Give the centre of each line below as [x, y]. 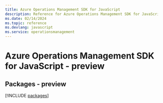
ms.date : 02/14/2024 [26, 18]
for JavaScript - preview [55, 66]
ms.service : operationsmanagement [40, 32]
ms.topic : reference [26, 23]
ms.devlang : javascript [29, 28]
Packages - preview [36, 84]
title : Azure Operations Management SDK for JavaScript [63, 9]
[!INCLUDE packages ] [27, 96]
